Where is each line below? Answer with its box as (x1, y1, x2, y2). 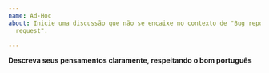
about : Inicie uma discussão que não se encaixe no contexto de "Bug (8, 19, 246, 27)
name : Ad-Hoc (8, 11, 52, 20)
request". (15, 26, 48, 34)
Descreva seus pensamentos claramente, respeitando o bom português (8, 55, 252, 65)
